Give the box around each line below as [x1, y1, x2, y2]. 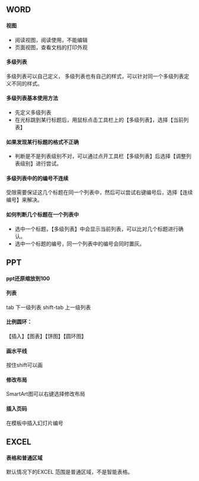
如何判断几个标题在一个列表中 [6, 211, 79, 218]
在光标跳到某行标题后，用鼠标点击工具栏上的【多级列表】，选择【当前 [14, 117, 184, 123]
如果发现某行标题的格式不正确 [6, 138, 79, 146]
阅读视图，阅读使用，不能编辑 [14, 36, 88, 43]
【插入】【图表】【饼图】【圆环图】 [6, 332, 87, 340]
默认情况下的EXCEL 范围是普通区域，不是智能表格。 [6, 469, 133, 476]
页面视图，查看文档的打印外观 [14, 44, 88, 51]
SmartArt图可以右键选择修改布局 [6, 390, 85, 398]
